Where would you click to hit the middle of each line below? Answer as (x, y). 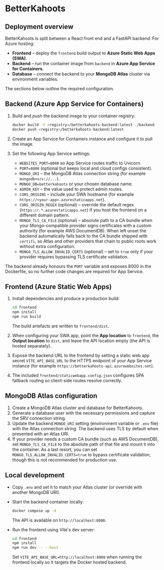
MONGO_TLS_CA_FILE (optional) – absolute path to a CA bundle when (86, 220)
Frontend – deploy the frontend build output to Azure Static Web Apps (83, 53)
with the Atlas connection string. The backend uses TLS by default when (85, 428)
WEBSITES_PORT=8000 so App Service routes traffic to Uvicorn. (80, 163)
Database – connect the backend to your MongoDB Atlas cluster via (81, 74)
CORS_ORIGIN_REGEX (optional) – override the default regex (77, 204)
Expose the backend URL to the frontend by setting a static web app (81, 355)
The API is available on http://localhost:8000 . (59, 520)
